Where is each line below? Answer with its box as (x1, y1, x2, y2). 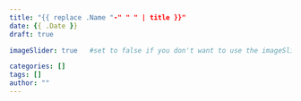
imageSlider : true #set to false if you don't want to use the (9, 46, 258, 55)
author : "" (9, 79, 50, 88)
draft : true (9, 29, 54, 38)
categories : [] (9, 62, 66, 72)
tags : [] (9, 71, 42, 80)
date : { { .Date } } (9, 21, 78, 30)
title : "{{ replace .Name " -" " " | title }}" (9, 13, 186, 22)
